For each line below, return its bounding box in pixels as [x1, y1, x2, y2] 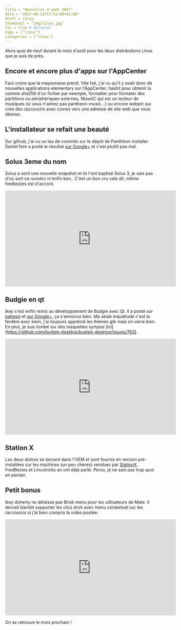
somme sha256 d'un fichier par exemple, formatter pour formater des [5, 90, 145, 96]
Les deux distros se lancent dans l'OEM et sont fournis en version [5, 456, 137, 462]
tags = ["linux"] [5, 30, 40, 35]
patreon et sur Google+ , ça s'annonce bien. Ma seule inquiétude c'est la [5, 313, 150, 320]
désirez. [5, 111, 21, 117]
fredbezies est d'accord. [5, 181, 55, 187]
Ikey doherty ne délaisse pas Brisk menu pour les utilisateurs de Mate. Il [5, 499, 150, 505]
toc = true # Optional [5, 25, 51, 30]
